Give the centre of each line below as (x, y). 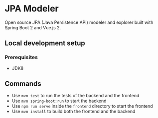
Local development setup (45, 43)
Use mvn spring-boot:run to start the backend (59, 101)
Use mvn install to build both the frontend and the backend (74, 112)
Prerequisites (21, 58)
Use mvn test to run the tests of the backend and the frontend (76, 96)
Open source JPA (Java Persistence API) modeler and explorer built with (79, 22)
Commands (23, 84)
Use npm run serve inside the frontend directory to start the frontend (82, 106)
